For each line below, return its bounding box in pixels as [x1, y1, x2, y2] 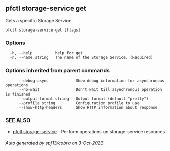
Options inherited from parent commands [5, 67, 110, 74]
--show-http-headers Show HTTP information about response [18, 105, 158, 110]
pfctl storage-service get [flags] [5, 27, 81, 33]
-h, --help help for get [10, 51, 83, 56]
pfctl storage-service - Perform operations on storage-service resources [12, 128, 165, 134]
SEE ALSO [5, 117, 31, 124]
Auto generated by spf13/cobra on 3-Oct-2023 [5, 140, 104, 146]
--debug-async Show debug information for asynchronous [18, 78, 165, 83]
